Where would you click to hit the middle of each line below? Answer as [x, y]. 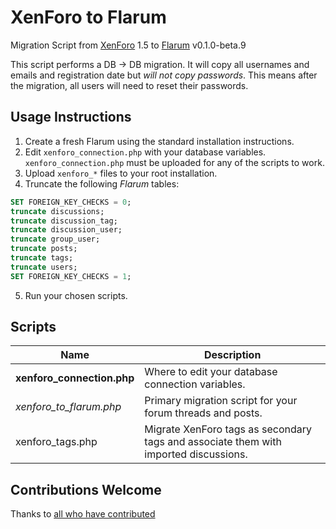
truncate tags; [42, 258]
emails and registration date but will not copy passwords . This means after [164, 75]
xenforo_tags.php [56, 442]
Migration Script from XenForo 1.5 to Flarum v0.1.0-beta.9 [128, 45]
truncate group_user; [55, 239]
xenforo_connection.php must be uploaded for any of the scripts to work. [174, 162]
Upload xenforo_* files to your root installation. [121, 173]
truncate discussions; [57, 211]
